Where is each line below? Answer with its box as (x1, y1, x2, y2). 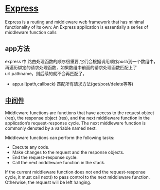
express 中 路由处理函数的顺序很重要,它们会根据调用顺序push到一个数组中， (5, 58, 158, 64)
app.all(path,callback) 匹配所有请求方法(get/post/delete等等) (12, 81, 134, 86)
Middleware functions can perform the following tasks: (5, 135, 115, 140)
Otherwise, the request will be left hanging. (5, 179, 91, 185)
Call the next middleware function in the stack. (12, 159, 106, 165)
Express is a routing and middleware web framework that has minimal (5, 19, 144, 25)
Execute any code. (12, 144, 50, 150)
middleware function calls (5, 29, 57, 35)
